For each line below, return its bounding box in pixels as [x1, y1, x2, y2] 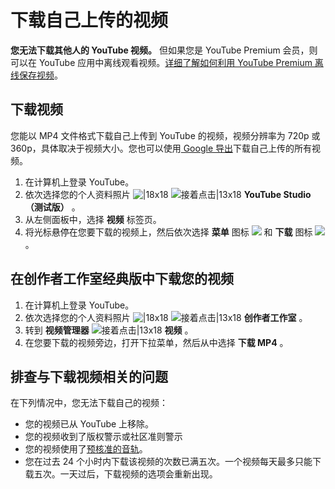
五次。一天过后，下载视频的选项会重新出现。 [33, 468, 218, 480]
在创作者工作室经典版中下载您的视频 [10, 271, 234, 288]
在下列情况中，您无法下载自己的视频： [10, 397, 168, 409]
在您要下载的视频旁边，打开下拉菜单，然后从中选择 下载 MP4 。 [24, 336, 289, 348]
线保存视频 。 [10, 69, 63, 81]
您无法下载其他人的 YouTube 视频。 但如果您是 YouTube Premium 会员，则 [10, 44, 318, 56]
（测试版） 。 [24, 201, 81, 213]
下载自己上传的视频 [10, 9, 169, 32]
